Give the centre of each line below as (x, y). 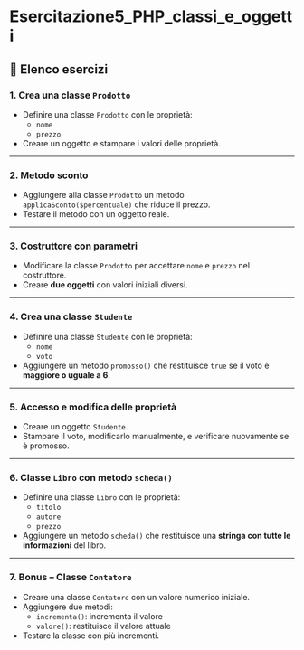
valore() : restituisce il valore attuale (104, 626)
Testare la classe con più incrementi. (91, 636)
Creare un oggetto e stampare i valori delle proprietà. (122, 143)
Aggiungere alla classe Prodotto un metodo (103, 195)
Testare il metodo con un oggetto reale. (96, 214)
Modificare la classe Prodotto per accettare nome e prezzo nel (136, 266)
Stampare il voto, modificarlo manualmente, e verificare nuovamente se (156, 437)
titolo (48, 508)
